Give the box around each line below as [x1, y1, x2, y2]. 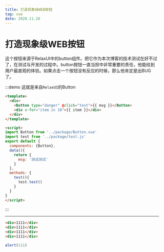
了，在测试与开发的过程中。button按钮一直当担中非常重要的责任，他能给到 [5, 62, 155, 68]
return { [14, 152, 32, 157]
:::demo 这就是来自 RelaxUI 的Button [5, 84, 76, 90]
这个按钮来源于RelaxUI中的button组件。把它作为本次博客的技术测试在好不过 [5, 55, 158, 61]
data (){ [9, 148, 25, 153]
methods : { [9, 171, 32, 176]
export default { [5, 139, 41, 144]
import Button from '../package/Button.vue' [5, 130, 97, 135]
